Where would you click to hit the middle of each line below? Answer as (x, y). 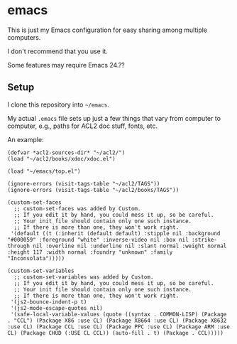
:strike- (204, 240)
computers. (24, 37)
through (19, 246)
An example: (26, 139)
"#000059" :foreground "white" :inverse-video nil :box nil (98, 240)
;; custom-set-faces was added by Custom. (77, 208)
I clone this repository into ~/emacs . (59, 104)
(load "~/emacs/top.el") (44, 171)
